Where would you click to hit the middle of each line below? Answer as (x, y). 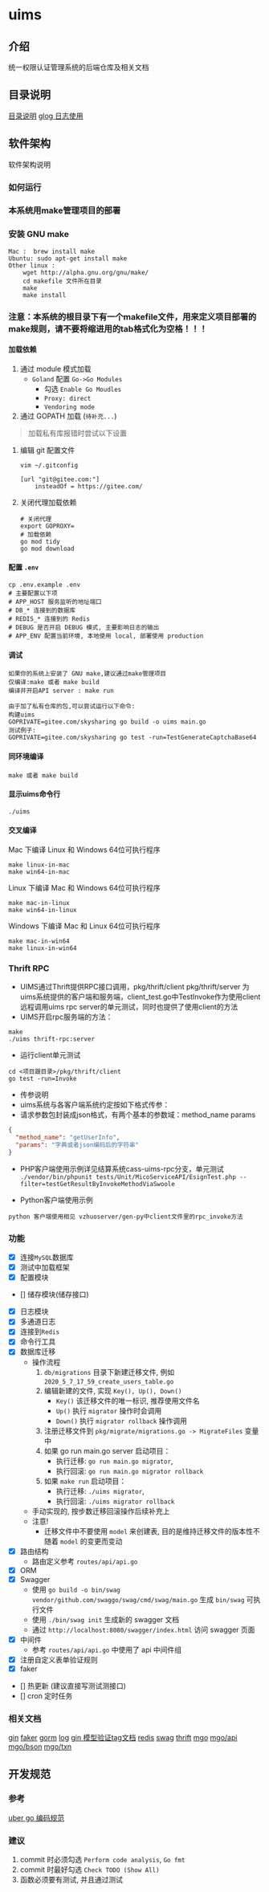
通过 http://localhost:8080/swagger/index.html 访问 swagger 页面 (143, 1629)
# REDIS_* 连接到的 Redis (49, 619)
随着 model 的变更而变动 (83, 1541)
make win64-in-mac (39, 872)
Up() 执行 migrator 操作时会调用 (109, 1410)
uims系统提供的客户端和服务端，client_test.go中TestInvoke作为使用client (140, 997)
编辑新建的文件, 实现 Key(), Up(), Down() (113, 1390)
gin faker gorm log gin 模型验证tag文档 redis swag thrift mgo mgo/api (123, 1738)
